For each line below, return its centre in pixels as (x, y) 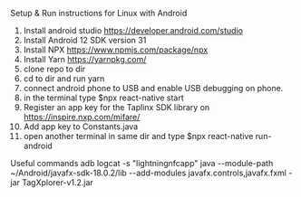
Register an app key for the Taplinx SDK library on (117, 107)
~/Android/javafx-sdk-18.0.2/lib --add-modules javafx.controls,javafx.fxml (148, 173)
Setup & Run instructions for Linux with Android (99, 13)
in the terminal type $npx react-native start (103, 98)
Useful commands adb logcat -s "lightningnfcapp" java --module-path (142, 163)
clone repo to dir (54, 69)
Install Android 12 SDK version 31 (85, 40)
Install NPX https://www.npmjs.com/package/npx (116, 50)
